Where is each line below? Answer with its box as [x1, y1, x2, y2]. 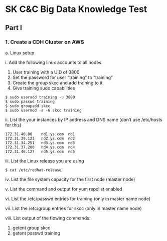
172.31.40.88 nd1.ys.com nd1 [5, 131, 75, 136]
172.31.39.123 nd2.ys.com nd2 [5, 136, 75, 141]
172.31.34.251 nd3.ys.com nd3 [5, 140, 75, 145]
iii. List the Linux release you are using [5, 157, 84, 163]
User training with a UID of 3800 [12, 69, 80, 75]
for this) [5, 121, 22, 128]
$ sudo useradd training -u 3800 [5, 94, 75, 99]
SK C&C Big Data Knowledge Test [5, 3, 147, 15]
